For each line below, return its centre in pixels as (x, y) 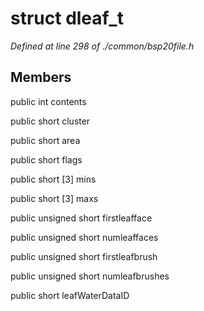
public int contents (48, 101)
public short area (45, 140)
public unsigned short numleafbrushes (90, 276)
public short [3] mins (53, 179)
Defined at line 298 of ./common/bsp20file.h (102, 46)
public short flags (46, 159)
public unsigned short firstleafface (81, 218)
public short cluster (50, 121)
